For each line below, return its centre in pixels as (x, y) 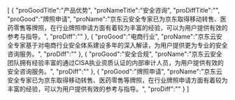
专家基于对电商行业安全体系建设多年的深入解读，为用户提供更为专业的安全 (120, 45)
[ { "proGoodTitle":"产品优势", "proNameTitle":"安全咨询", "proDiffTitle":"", (114, 10)
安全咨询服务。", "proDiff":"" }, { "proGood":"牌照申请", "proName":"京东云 (115, 71)
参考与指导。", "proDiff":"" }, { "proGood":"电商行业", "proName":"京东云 (112, 36)
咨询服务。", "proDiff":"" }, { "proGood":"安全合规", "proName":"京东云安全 (115, 54)
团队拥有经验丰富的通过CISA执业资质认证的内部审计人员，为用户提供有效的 (115, 63)
